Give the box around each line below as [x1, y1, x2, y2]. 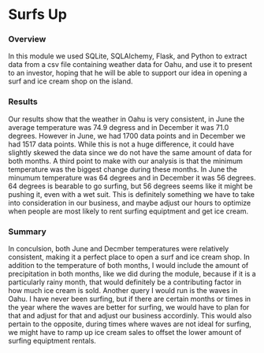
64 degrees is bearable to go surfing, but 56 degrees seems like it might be [8, 181, 254, 191]
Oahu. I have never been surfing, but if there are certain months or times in [8, 294, 251, 304]
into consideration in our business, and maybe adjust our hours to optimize [8, 198, 251, 207]
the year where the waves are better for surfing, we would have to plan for [8, 303, 250, 312]
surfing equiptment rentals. [8, 336, 97, 346]
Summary [8, 226, 47, 237]
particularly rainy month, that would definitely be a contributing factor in [8, 277, 242, 287]
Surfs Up [8, 6, 67, 24]
